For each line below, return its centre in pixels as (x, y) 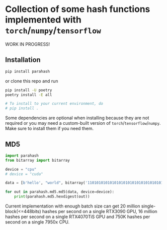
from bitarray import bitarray (38, 160)
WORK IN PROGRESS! (28, 44)
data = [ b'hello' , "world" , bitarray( (45, 183)
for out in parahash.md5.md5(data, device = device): (60, 192)
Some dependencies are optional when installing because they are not (77, 118)
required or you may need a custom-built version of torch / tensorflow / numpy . (83, 123)
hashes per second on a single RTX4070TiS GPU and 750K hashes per (78, 217)
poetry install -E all (29, 95)
